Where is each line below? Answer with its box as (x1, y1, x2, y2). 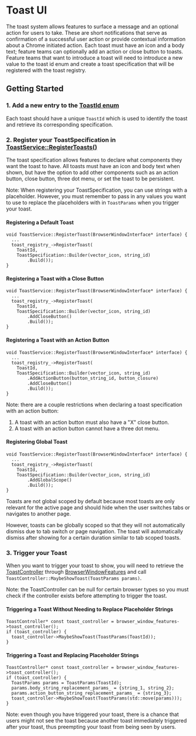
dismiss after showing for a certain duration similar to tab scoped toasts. (6, 534, 181, 541)
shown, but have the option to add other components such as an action (6, 169, 179, 176)
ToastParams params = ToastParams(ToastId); (11, 680, 122, 686)
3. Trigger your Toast (6, 548, 67, 557)
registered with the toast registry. (6, 66, 87, 73)
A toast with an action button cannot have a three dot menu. (14, 424, 160, 432)
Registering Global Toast (6, 439, 67, 446)
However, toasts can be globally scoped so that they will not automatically (6, 521, 185, 528)
